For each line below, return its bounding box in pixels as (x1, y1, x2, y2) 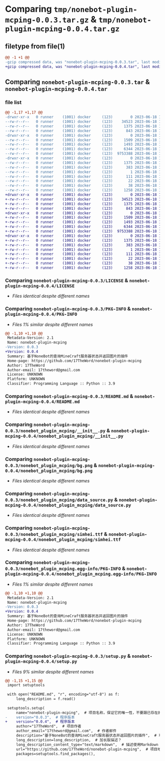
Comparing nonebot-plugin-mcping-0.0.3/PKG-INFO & (5, 306, 131, 312)
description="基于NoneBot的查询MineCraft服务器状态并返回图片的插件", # (16, 733, 157, 738)
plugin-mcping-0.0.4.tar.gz (5, 25, 120, 34)
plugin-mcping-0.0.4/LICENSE (5, 283, 75, 288)
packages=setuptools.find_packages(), (16, 751, 96, 756)
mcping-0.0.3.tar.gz (5, 16, 89, 25)
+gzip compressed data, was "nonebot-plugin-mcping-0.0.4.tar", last (5, 64, 151, 69)
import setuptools (7, 683, 45, 688)
